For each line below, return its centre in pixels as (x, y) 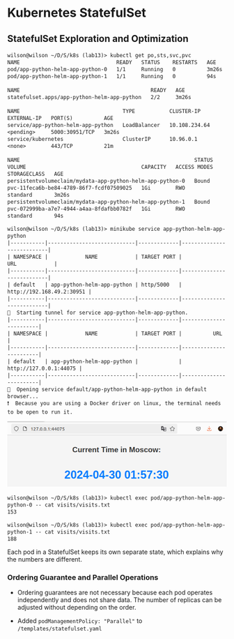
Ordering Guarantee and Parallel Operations (83, 577)
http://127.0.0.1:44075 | (45, 368)
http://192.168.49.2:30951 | (49, 292)
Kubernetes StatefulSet (77, 13)
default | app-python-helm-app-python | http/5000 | (98, 285)
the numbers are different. (45, 559)
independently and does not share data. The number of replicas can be (119, 600)
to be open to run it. (40, 412)
